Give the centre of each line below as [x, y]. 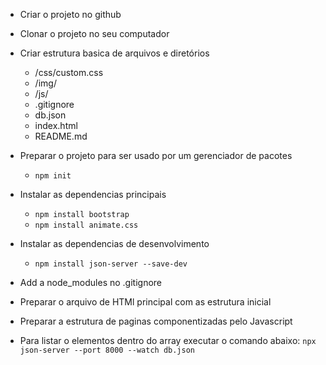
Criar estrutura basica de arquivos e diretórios [114, 53]
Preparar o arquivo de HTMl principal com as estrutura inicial [145, 302]
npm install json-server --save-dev [111, 264]
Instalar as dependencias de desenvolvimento [114, 243]
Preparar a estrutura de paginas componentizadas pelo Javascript [156, 321]
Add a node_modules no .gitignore [91, 282]
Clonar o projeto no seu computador [94, 33]
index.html [56, 125]
